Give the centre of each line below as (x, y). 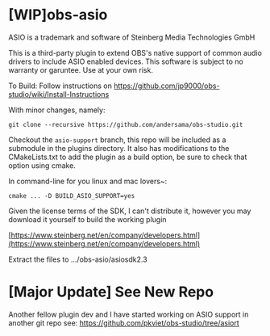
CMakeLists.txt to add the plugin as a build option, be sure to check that (128, 157)
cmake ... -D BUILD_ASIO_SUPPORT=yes (72, 195)
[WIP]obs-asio (58, 15)
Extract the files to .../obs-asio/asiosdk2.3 (78, 259)
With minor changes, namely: (57, 110)
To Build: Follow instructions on (60, 86)
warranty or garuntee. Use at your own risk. (81, 69)
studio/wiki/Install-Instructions (59, 94)
